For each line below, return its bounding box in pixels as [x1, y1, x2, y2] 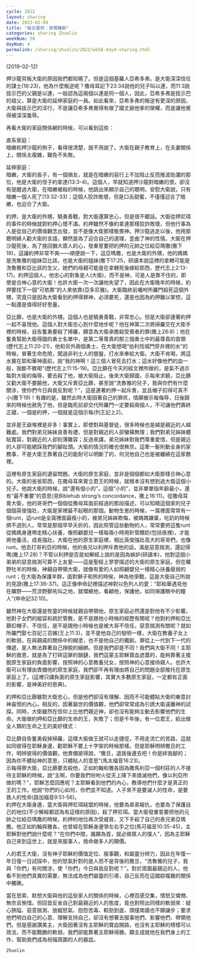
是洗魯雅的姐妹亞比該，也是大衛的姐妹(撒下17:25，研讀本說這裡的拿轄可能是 [6, 256, 191, 264]
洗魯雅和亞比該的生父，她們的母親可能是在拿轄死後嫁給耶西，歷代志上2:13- [6, 264, 188, 271]
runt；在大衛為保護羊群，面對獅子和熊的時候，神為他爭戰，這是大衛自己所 [6, 573, 186, 580]
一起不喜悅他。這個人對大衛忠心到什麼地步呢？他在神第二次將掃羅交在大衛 [6, 320, 186, 327]
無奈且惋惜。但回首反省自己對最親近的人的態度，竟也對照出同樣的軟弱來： [6, 899, 186, 906]
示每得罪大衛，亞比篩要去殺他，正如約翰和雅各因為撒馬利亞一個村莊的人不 [6, 764, 186, 771]
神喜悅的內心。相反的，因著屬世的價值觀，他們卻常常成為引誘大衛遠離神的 [6, 700, 186, 708]
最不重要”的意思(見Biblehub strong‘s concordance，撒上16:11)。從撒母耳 [13, 492, 189, 499]
